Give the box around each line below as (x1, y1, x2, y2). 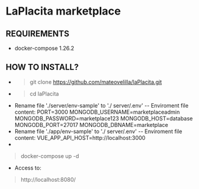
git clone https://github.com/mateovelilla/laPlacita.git (29, 78, 162, 86)
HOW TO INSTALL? (5, 62, 79, 72)
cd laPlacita (29, 90, 59, 97)
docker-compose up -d (20, 152, 80, 159)
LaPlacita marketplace (5, 4, 121, 18)
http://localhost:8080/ (20, 176, 76, 183)
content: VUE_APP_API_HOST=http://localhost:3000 (14, 134, 145, 141)
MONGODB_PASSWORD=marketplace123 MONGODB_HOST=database (14, 114, 193, 122)
